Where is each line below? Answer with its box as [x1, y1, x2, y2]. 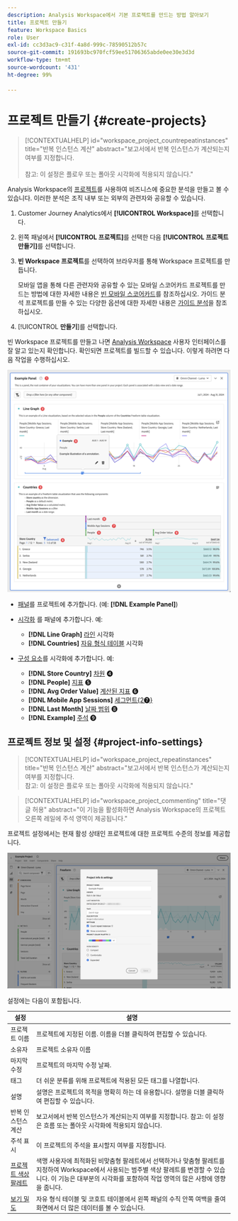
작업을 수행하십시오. [14, 355, 70, 364]
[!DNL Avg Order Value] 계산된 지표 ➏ [28, 687, 139, 695]
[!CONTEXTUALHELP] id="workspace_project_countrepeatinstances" [24, 136, 229, 145]
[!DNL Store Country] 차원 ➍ [28, 669, 113, 678]
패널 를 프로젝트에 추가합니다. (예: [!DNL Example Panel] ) [17, 600, 178, 608]
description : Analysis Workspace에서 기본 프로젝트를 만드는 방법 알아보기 [7, 11, 209, 18]
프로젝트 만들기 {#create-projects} [7, 112, 208, 128]
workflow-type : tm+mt [7, 57, 72, 64]
